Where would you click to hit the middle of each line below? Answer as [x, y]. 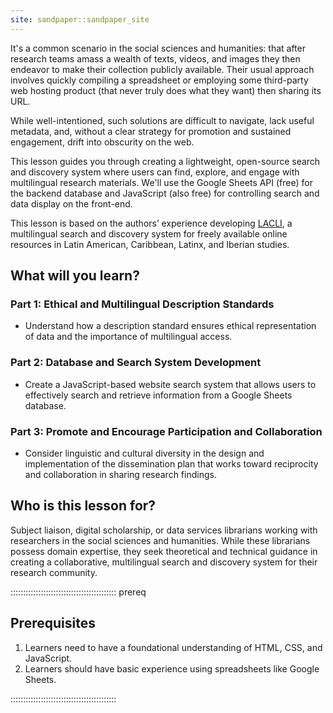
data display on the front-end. [71, 203]
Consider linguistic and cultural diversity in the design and [144, 453]
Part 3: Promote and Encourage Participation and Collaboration [166, 431]
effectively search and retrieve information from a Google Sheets [158, 395]
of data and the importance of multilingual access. [128, 337]
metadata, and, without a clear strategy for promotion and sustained [151, 131]
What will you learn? [75, 276]
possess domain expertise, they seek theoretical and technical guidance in [164, 551]
